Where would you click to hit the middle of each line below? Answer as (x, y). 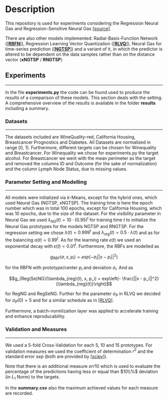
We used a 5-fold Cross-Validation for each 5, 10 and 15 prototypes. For (79, 345)
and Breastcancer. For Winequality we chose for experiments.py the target (82, 153)
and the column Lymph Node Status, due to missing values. (66, 169)
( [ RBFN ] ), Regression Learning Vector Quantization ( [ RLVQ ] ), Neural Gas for (83, 43)
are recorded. (19, 393)
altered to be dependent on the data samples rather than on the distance (80, 54)
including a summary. (27, 108)
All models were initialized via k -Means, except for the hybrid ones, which (81, 197)
